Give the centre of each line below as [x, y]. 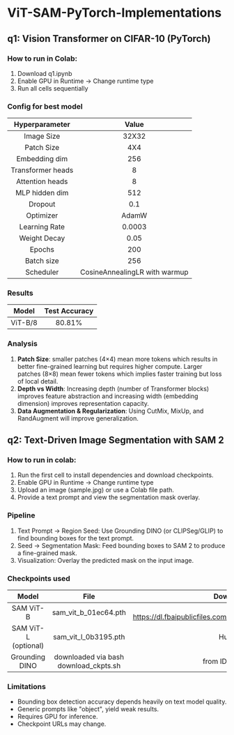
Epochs [42, 250]
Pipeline [21, 515]
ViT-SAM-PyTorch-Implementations [115, 13]
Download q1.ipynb [45, 73]
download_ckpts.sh [89, 666]
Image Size [42, 136]
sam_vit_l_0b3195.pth [89, 637]
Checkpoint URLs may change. [62, 724]
